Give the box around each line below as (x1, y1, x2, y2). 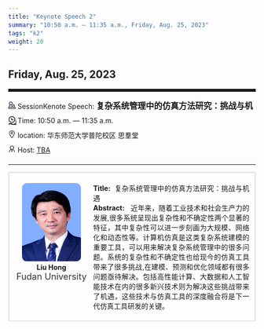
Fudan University (16, 271, 87, 283)
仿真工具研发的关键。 (99, 302, 169, 311)
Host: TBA (16, 145, 51, 155)
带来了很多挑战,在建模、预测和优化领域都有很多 (93, 262, 250, 272)
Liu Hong (36, 263, 67, 272)
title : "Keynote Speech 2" (8, 13, 97, 20)
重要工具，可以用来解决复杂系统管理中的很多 (93, 243, 243, 252)
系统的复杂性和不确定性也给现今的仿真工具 (107, 252, 250, 262)
